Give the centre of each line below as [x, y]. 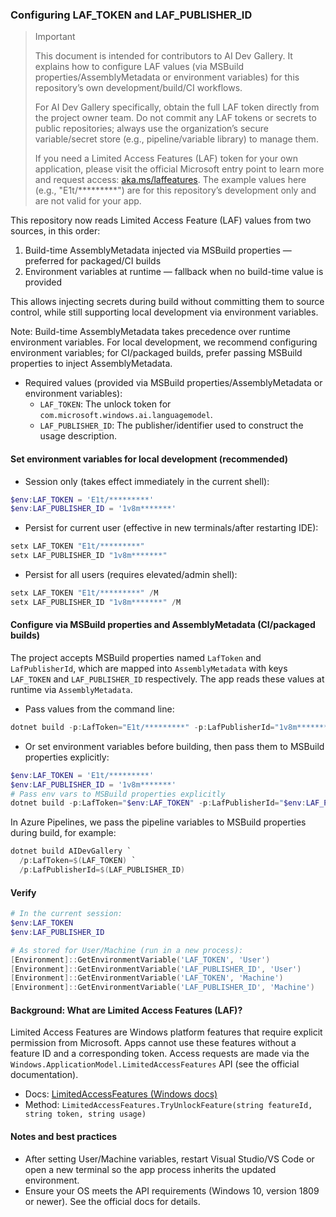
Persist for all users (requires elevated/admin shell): [131, 574]
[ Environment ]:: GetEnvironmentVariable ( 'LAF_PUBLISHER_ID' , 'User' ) [156, 969]
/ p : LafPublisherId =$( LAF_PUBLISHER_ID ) [102, 870]
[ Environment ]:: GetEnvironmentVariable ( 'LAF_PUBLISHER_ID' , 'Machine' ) [162, 988]
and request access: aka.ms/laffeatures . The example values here [170, 180]
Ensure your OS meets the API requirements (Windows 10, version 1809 [172, 1190]
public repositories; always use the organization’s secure [151, 129]
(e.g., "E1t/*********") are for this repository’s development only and [175, 190]
